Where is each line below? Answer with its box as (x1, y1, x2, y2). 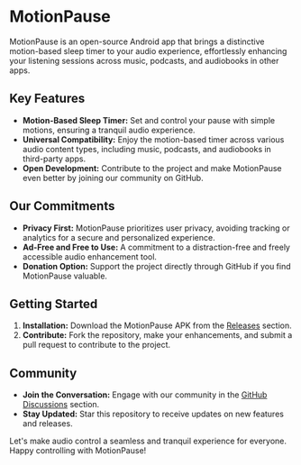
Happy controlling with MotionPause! (9, 445, 147, 456)
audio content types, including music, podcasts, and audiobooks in (22, 143, 272, 154)
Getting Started (9, 296, 98, 312)
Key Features (9, 91, 86, 106)
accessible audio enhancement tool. (22, 251, 158, 262)
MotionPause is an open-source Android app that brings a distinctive (9, 36, 265, 47)
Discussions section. (22, 399, 100, 410)
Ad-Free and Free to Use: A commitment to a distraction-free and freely (22, 242, 291, 252)
